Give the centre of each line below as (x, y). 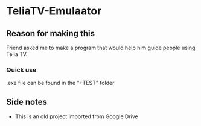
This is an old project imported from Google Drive (76, 116)
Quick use (21, 69)
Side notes (27, 102)
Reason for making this (51, 33)
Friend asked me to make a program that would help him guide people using (101, 48)
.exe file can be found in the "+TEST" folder (60, 83)
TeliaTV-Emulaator (54, 11)
